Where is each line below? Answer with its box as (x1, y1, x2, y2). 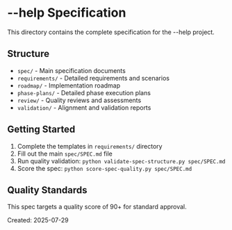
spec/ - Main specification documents (17, 66, 126, 74)
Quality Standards (7, 184, 88, 196)
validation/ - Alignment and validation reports (17, 103, 151, 112)
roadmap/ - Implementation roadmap (17, 81, 121, 90)
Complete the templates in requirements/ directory (17, 142, 163, 150)
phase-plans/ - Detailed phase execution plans (17, 88, 151, 97)
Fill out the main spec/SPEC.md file (17, 149, 113, 158)
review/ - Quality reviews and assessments (17, 96, 142, 104)
